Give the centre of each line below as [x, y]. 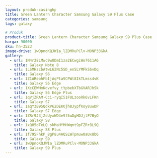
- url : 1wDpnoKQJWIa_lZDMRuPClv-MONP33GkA [54, 144]
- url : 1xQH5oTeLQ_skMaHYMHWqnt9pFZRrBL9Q [54, 125]
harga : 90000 [19, 42]
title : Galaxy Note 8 [36, 65]
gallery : [14, 56]
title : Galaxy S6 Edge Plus [43, 92]
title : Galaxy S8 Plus [38, 130]
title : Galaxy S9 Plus [38, 148]
